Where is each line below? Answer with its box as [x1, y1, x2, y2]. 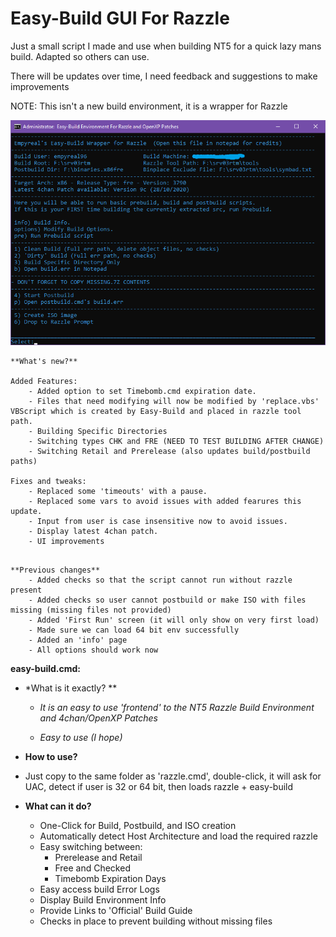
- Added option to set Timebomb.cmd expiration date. [28, 386, 257, 396]
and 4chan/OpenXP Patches [39, 712, 158, 724]
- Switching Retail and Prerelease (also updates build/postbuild [28, 446, 311, 456]
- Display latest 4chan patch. [28, 526, 159, 536]
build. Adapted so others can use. [10, 50, 150, 62]
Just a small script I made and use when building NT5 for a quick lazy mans [10, 40, 322, 52]
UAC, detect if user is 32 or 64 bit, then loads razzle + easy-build [24, 780, 294, 792]
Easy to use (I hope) [39, 731, 123, 743]
